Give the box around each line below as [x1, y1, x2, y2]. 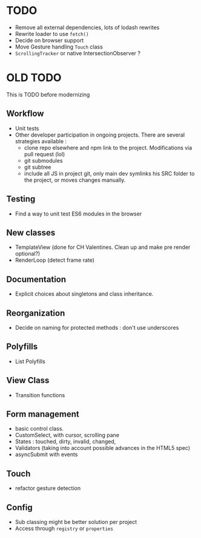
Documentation [6, 274, 67, 284]
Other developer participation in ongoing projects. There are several [15, 131, 185, 138]
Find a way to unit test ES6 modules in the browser [15, 210, 142, 217]
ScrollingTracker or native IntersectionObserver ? [15, 49, 141, 56]
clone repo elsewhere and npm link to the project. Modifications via [24, 144, 193, 151]
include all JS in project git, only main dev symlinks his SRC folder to [24, 169, 195, 177]
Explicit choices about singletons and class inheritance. [15, 290, 154, 298]
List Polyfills [15, 358, 45, 365]
